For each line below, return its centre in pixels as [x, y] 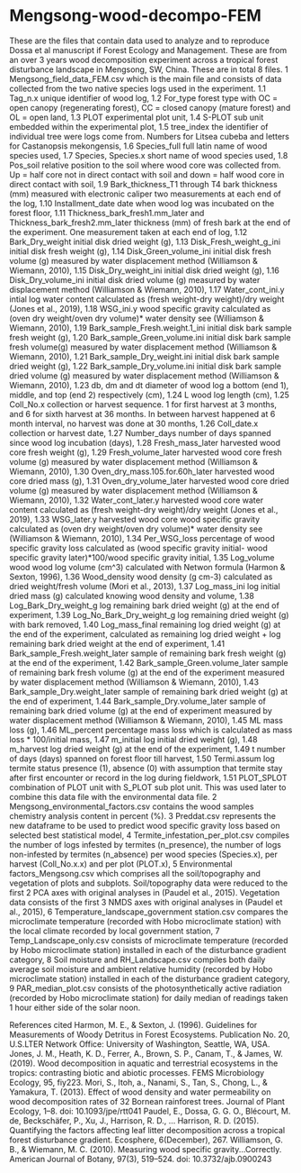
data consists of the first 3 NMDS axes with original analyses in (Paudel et [146, 902]
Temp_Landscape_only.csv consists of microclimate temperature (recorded [149, 940]
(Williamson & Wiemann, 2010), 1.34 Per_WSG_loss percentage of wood [142, 538]
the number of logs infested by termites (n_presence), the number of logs [145, 844]
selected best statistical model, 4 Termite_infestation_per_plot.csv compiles [150, 835]
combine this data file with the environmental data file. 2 [113, 796]
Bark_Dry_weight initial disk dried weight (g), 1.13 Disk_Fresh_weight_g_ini [145, 241]
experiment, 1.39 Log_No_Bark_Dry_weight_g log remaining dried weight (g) [149, 614]
